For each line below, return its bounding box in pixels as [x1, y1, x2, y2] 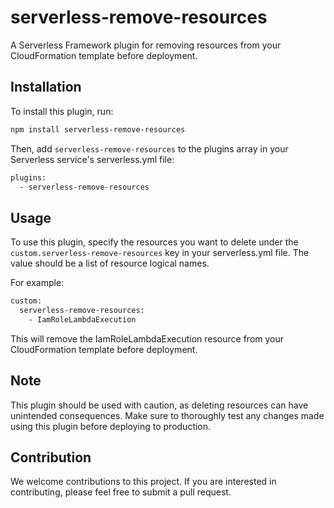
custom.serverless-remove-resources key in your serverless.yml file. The [10, 247, 310, 259]
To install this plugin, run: [10, 105, 114, 117]
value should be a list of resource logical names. [10, 257, 210, 270]
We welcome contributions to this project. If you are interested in [10, 476, 277, 488]
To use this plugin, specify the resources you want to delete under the [10, 236, 299, 248]
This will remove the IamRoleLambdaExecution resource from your [10, 332, 285, 345]
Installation [10, 79, 82, 96]
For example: [10, 277, 65, 289]
